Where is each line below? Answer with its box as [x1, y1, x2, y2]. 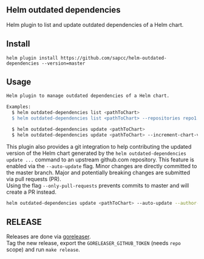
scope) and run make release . [6, 246, 80, 254]
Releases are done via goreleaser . [6, 233, 91, 240]
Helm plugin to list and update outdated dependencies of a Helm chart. [6, 21, 184, 28]
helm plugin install [6, 55, 59, 61]
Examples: [6, 104, 32, 110]
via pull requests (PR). [6, 175, 62, 182]
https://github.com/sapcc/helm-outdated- [60, 55, 167, 61]
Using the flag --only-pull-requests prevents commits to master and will [6, 182, 189, 189]
